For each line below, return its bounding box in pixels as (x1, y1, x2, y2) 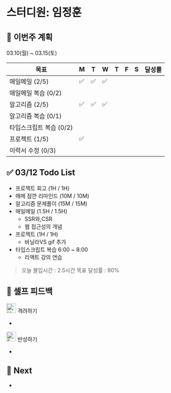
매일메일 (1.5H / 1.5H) (15, 207, 67, 215)
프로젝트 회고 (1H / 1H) (15, 185, 70, 192)
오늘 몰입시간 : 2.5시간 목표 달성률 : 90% (21, 266, 120, 273)
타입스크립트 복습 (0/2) (9, 123, 74, 132)
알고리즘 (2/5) (9, 101, 49, 109)
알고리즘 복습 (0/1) (9, 112, 62, 120)
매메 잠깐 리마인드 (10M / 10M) (15, 192, 90, 199)
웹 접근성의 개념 (24, 223, 63, 230)
